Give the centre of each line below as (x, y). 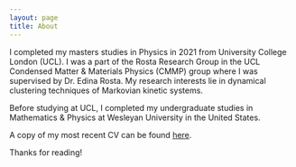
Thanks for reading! (46, 152)
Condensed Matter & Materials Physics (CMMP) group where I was (134, 71)
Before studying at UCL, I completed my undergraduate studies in (131, 107)
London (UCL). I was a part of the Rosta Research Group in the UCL (135, 61)
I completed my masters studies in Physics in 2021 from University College (148, 51)
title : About (34, 26)
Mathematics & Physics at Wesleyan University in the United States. (135, 117)
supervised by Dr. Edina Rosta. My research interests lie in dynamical (138, 80)
